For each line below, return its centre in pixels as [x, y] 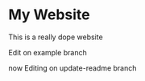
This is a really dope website [56, 37]
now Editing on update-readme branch [72, 68]
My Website [49, 15]
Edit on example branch [48, 52]
